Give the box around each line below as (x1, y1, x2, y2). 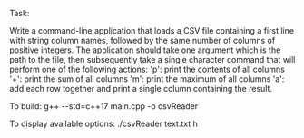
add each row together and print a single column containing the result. (9, 84, 273, 94)
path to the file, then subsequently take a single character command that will (9, 54, 296, 64)
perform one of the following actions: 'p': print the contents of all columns (9, 64, 286, 74)
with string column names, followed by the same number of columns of (9, 35, 276, 45)
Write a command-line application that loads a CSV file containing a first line (9, 25, 295, 35)
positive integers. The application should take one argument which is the (9, 44, 281, 55)
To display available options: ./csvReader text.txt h (9, 118, 198, 129)
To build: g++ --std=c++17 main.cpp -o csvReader (9, 101, 199, 112)
